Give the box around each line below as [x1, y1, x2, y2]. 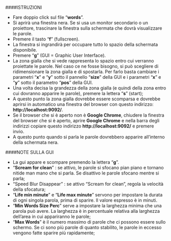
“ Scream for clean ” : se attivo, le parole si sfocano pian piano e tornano [12, 165, 164, 170]
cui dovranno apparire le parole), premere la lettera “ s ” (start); [12, 91, 143, 96]
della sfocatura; [12, 186, 46, 192]
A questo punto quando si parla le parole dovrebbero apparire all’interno [12, 134, 165, 140]
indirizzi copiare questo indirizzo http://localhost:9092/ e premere [12, 123, 154, 129]
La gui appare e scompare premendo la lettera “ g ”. [12, 159, 119, 165]
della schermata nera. [12, 139, 59, 145]
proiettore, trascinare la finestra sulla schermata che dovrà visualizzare [12, 25, 162, 31]
